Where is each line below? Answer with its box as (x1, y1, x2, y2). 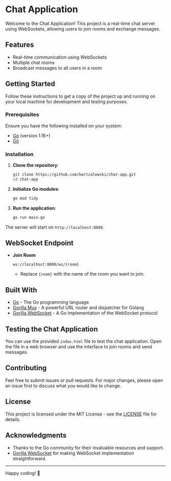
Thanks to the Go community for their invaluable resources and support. (12, 444, 164, 450)
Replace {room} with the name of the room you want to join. (20, 271, 145, 277)
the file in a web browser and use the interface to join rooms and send (5, 344, 152, 350)
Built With (5, 286, 37, 294)
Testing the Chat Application (5, 324, 98, 334)
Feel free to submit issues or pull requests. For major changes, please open (5, 377, 163, 383)
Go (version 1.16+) (12, 132, 51, 138)
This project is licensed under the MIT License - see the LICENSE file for (5, 411, 157, 417)
